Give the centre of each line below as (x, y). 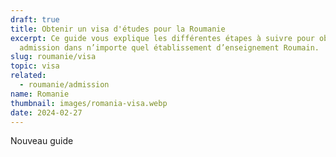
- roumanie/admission (64, 85)
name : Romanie (40, 94)
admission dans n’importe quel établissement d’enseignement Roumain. (169, 47)
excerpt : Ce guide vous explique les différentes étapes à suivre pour (162, 38)
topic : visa (35, 66)
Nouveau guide (42, 141)
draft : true (35, 19)
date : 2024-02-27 (46, 112)
